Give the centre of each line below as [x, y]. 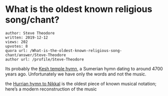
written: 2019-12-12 [27, 37]
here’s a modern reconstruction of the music [51, 89]
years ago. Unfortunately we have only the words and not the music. [76, 74]
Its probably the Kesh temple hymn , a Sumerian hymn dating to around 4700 [84, 68]
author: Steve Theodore [30, 33]
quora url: [17, 50]
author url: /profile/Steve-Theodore [45, 59]
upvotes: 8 [17, 46]
